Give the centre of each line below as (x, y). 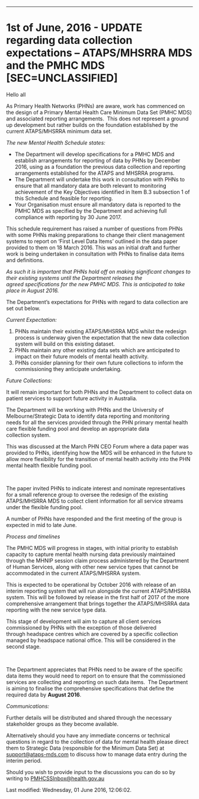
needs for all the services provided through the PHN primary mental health (97, 422)
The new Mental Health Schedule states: (56, 142)
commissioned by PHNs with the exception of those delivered (81, 627)
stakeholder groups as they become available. (62, 724)
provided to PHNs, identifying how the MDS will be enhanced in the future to (99, 453)
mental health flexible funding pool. (49, 465)
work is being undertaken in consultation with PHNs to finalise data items (95, 254)
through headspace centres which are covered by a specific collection (92, 634)
